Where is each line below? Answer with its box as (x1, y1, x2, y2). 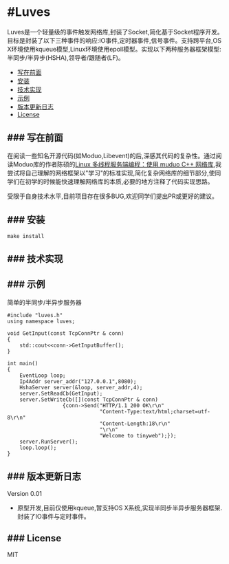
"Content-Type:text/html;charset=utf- (99, 408, 211, 415)
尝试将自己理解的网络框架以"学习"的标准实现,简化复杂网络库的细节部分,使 (7, 169, 215, 177)
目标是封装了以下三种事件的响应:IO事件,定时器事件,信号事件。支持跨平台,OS (7, 36, 222, 45)
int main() (7, 360, 39, 367)
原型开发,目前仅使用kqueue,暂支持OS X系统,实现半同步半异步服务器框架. (17, 503, 222, 512)
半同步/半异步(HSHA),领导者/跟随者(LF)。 (7, 53, 125, 62)
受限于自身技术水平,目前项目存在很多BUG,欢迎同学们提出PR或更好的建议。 (7, 192, 219, 200)
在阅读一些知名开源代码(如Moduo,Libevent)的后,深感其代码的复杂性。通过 (7, 151, 216, 160)
